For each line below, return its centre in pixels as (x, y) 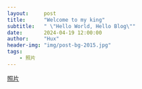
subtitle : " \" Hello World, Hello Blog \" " (71, 26)
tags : (15, 52)
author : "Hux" (33, 39)
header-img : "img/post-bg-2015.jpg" (59, 45)
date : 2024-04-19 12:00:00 (55, 33)
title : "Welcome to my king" (56, 20)
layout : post (32, 13)
